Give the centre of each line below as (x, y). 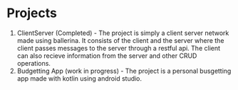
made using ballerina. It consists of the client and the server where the (120, 40)
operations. (34, 63)
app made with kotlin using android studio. (79, 78)
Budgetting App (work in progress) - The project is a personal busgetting (124, 71)
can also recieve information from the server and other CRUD (107, 56)
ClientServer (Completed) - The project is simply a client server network (123, 33)
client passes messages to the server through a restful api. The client (119, 48)
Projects (32, 13)
